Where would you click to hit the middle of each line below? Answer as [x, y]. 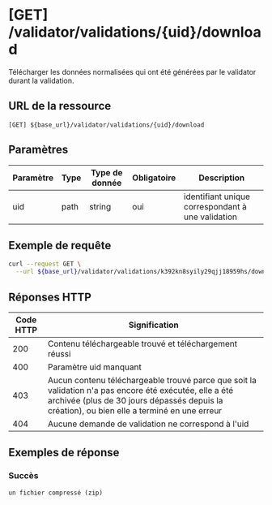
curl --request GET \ [45, 264]
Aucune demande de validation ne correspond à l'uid [148, 424]
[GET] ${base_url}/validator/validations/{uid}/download [106, 125]
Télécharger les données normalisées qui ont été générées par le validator [132, 71]
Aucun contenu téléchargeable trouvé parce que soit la [152, 380]
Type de [106, 172]
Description [222, 178]
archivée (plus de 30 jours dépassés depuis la [135, 400]
